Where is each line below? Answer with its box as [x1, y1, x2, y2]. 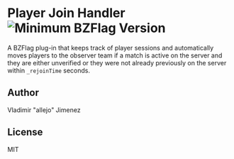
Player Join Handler [7, 5, 126, 21]
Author [7, 87, 39, 99]
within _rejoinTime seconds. [7, 66, 91, 75]
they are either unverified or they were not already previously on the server [7, 58, 227, 67]
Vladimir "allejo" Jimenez [7, 105, 81, 114]
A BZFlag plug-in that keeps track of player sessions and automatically [7, 43, 214, 52]
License [7, 126, 43, 138]
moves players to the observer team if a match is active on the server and [7, 51, 223, 60]
